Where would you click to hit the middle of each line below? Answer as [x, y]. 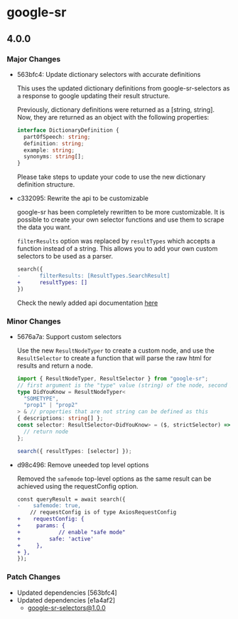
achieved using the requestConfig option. [78, 486]
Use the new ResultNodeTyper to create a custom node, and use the [115, 350]
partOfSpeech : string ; [57, 137]
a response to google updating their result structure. [93, 95]
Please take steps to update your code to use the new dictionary [111, 177]
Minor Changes [34, 321]
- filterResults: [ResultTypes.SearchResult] [93, 276]
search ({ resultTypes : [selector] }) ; [74, 451]
